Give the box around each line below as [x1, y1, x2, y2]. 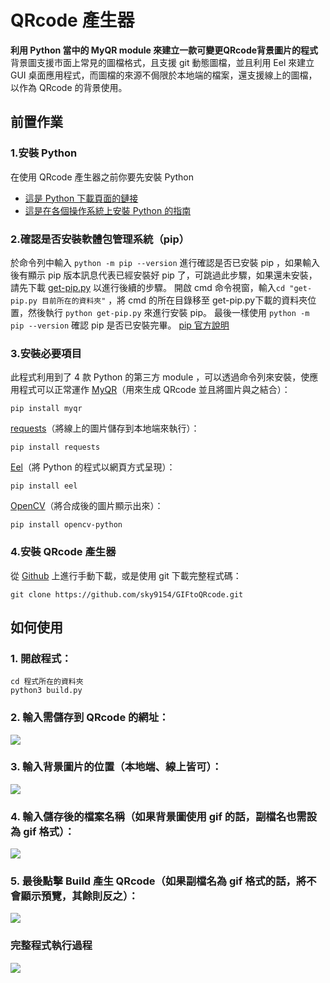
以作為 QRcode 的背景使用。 [10, 81, 128, 93]
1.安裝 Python [10, 146, 78, 160]
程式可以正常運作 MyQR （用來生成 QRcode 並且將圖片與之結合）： [18, 384, 291, 396]
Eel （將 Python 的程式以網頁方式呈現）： [10, 461, 176, 473]
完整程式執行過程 [10, 939, 93, 953]
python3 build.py [10, 686, 83, 696]
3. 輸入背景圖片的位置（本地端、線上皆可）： [10, 760, 223, 774]
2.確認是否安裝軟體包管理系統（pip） [10, 232, 190, 246]
